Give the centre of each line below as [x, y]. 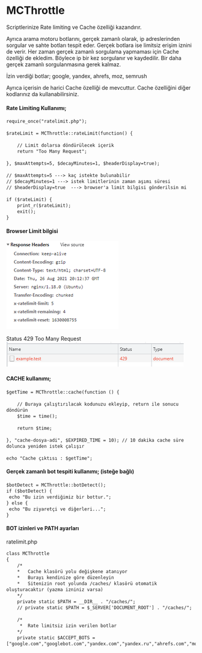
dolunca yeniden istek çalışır [45, 446]
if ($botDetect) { [29, 491]
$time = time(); [38, 416]
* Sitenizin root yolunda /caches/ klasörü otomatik [87, 583]
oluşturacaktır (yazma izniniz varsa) [55, 590]
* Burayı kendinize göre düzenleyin [66, 577]
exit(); [26, 212]
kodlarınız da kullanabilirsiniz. [43, 94]
